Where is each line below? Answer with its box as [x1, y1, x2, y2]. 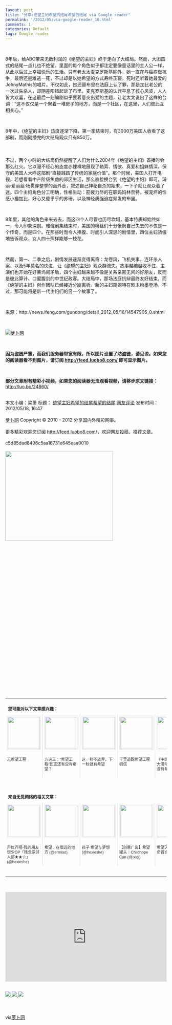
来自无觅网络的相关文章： [8, 794, 58, 799]
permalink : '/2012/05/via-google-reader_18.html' [5, 17, 114, 22]
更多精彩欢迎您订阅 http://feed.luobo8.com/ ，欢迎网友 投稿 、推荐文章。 [5, 429, 156, 435]
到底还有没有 [49, 762, 73, 767]
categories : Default [5, 27, 50, 32]
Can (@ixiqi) [119, 855, 141, 860]
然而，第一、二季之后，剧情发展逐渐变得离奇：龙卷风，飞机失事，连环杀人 [5, 257, 162, 262]
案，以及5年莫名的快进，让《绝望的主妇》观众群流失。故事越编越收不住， [5, 263, 161, 269]
